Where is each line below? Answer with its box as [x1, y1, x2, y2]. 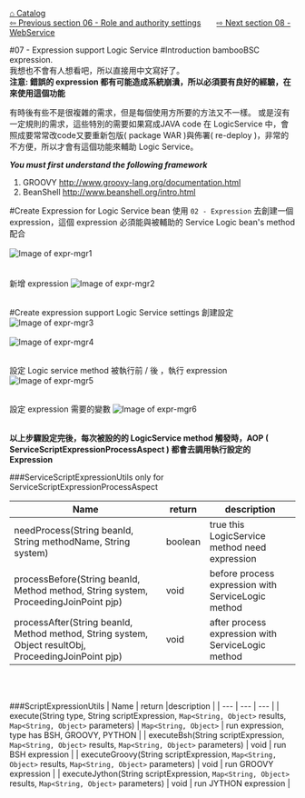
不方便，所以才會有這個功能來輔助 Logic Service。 [9, 141, 199, 152]
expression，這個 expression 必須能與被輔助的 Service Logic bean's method [9, 217, 296, 227]
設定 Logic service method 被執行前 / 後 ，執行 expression [9, 365, 228, 375]
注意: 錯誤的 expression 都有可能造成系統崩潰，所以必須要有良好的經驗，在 [9, 76, 292, 87]
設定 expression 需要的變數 [9, 404, 111, 414]
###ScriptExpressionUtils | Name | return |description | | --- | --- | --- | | [9, 701, 280, 712]
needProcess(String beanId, [14, 524, 134, 536]
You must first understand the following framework [9, 159, 208, 170]
